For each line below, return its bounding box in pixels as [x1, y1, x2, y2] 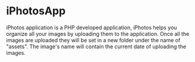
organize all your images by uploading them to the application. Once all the [6, 30, 190, 37]
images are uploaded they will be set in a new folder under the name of [6, 36, 181, 44]
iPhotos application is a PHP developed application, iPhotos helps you [6, 24, 177, 31]
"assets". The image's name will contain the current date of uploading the [6, 43, 186, 50]
